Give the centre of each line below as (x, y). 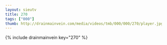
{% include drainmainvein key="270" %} (46, 38)
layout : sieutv (21, 10)
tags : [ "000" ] (20, 19)
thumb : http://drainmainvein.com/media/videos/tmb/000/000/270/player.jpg (84, 23)
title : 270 (16, 14)
